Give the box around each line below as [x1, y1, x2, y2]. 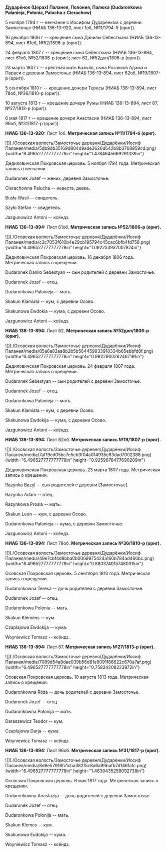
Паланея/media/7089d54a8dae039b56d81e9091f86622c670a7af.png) [5, 659, 151, 665]
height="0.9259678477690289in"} [73, 457, 145, 463]
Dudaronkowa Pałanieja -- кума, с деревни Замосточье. [5, 521, 123, 526]
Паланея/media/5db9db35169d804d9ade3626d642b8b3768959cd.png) [5, 145, 156, 151]
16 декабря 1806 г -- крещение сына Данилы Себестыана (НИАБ [5, 35, 144, 40]
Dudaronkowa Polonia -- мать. [5, 605, 68, 611]
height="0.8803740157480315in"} [73, 561, 143, 567]
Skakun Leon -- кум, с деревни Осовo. [5, 511, 87, 517]
